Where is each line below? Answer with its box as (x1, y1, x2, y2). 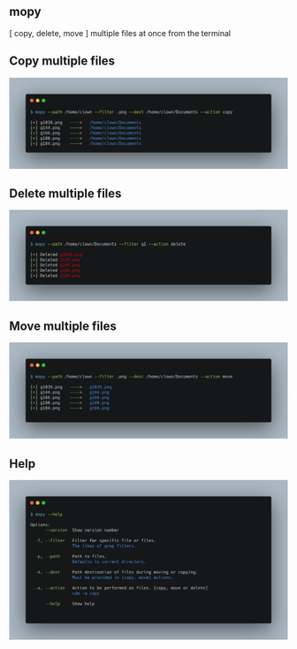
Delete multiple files (9, 186, 122, 201)
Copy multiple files (9, 54, 116, 69)
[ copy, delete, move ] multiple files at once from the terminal (9, 27, 232, 38)
